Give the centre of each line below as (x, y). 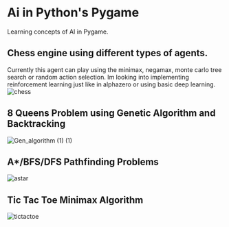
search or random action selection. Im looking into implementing (98, 77)
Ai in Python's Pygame (73, 13)
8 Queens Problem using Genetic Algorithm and (111, 113)
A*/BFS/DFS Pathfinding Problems (83, 162)
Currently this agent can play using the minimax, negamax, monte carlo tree (115, 69)
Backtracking (36, 124)
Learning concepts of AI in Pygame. (58, 32)
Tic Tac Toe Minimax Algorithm (75, 200)
